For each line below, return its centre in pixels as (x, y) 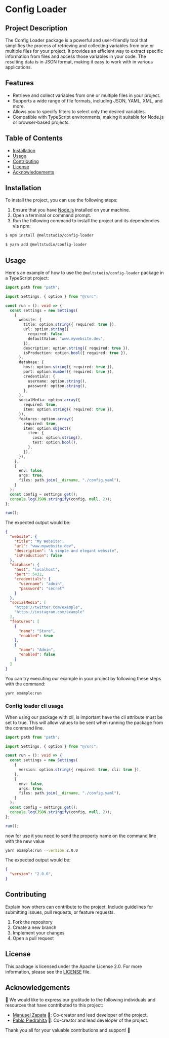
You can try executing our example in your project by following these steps (83, 678)
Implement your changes (38, 932)
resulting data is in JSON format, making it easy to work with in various (79, 62)
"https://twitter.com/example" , (48, 607)
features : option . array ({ (46, 419)
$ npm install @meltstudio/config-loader (50, 235)
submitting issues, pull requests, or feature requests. (60, 912)
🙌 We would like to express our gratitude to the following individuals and (80, 1000)
